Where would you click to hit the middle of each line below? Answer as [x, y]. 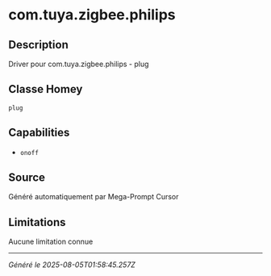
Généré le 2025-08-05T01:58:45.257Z [72, 265]
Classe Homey [46, 89]
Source [27, 178]
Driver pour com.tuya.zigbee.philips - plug [79, 64]
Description [38, 45]
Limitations [37, 222]
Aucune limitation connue [51, 242]
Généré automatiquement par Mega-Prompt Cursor [94, 197]
